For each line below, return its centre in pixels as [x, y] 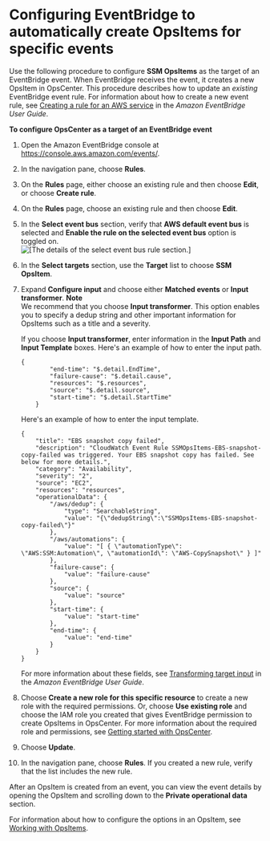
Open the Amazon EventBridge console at [90, 144]
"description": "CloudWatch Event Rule [102, 448]
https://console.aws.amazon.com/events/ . [90, 153]
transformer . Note [52, 298]
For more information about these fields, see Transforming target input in [141, 673]
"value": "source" [95, 595]
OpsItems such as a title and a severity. [85, 323]
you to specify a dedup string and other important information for [128, 315]
